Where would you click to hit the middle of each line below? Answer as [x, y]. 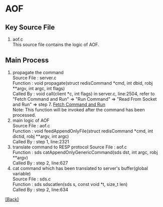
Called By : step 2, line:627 [40, 163]
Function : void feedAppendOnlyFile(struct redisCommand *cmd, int [83, 131]
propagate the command [38, 72]
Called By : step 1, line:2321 [41, 141]
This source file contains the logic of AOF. [56, 45]
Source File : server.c [34, 78]
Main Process [27, 60]
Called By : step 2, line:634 [40, 189]
